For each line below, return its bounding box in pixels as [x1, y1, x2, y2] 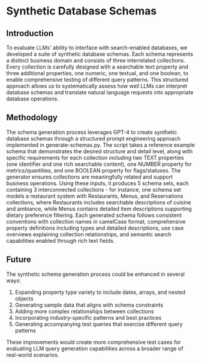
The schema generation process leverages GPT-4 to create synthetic [6, 128, 178, 136]
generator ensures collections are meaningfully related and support [6, 173, 173, 180]
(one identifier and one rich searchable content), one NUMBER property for [6, 160, 192, 168]
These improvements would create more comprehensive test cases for [6, 338, 181, 346]
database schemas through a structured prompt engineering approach [6, 135, 181, 142]
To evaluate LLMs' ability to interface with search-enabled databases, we [6, 44, 188, 51]
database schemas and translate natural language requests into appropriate [6, 89, 194, 96]
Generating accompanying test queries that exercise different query [14, 320, 183, 328]
